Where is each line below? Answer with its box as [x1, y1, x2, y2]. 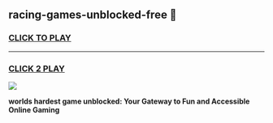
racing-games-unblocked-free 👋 [8, 8, 177, 22]
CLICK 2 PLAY [8, 62, 65, 74]
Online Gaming [8, 104, 60, 114]
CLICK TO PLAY [8, 32, 71, 44]
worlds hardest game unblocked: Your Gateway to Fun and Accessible [8, 96, 250, 106]
